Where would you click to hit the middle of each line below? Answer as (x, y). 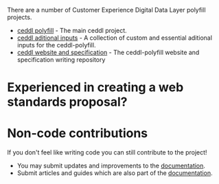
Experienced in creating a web (95, 88)
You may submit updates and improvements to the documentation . (111, 166)
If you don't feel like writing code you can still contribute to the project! (107, 152)
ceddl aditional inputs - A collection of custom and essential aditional (115, 38)
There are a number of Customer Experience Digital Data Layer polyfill (106, 10)
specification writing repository (61, 60)
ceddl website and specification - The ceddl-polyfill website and (108, 52)
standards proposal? (67, 102)
